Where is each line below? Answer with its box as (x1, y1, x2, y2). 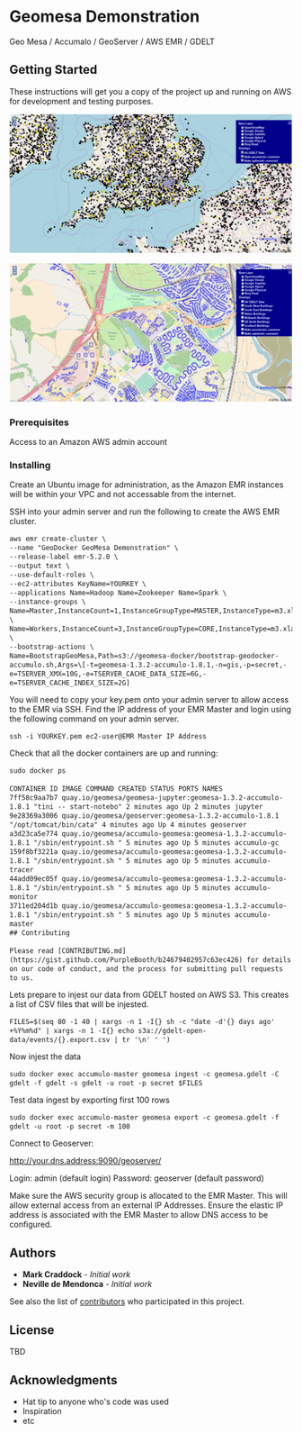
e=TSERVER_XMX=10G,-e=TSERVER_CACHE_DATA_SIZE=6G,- (9, 669, 207, 679)
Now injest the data (9, 1051, 82, 1062)
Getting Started (9, 62, 98, 77)
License (9, 1322, 55, 1338)
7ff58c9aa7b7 (9, 794, 58, 803)
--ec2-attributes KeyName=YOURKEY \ (9, 579, 147, 589)
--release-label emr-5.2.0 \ (9, 552, 119, 562)
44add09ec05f (9, 875, 58, 884)
